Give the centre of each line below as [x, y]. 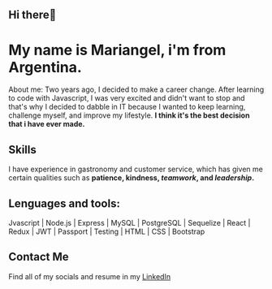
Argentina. [45, 67]
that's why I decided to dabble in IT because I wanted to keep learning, [127, 107]
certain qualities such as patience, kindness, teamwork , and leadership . [132, 178]
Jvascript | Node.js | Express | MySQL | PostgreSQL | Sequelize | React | [130, 222]
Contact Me [39, 257]
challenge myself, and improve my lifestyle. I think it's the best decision [129, 115]
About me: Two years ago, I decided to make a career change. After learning [136, 89]
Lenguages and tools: [64, 203]
